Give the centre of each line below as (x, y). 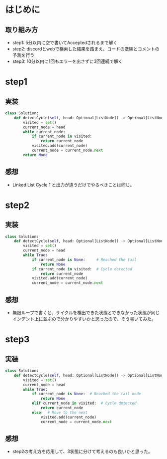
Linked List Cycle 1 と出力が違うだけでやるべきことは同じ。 (73, 185)
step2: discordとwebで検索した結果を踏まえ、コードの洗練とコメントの (86, 49)
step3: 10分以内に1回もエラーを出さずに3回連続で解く (67, 61)
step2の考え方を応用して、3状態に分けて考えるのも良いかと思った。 (83, 452)
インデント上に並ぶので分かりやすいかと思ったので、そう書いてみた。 (84, 319)
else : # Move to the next (60, 412)
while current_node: (44, 132)
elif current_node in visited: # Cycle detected (84, 403)
